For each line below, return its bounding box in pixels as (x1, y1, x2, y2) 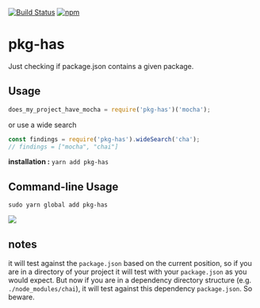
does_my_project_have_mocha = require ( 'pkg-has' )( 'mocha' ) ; (8, 106, 212, 114)
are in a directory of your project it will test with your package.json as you (8, 267, 247, 276)
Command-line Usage (8, 179, 119, 194)
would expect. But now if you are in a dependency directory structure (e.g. (8, 275, 252, 285)
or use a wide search (8, 120, 77, 129)
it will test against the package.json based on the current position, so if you (8, 259, 252, 268)
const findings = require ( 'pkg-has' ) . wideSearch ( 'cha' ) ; (8, 135, 201, 143)
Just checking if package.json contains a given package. (8, 61, 194, 71)
